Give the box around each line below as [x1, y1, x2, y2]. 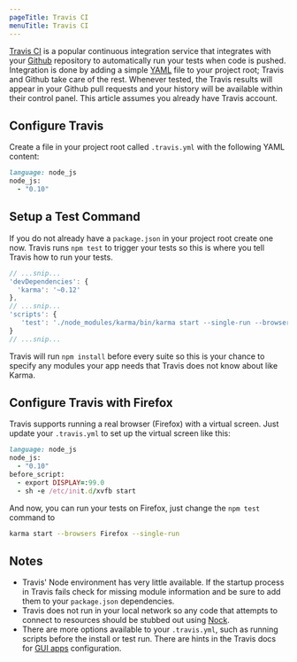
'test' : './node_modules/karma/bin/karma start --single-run [20, 318, 251, 327]
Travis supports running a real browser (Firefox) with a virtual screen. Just [9, 418, 279, 430]
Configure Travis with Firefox [9, 395, 173, 410]
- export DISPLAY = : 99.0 [17, 478, 104, 487]
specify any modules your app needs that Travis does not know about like [9, 360, 278, 370]
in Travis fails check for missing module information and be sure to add [21, 587, 281, 597]
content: [9, 152, 40, 162]
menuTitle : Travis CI [9, 21, 89, 30]
